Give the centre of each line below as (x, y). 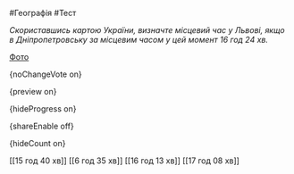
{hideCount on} (38, 143)
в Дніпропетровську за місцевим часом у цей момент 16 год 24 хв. (139, 40)
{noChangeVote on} (46, 74)
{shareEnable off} (42, 126)
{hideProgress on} (43, 109)
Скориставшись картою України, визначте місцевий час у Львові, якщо (147, 30)
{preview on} (33, 91)
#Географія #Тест (43, 13)
